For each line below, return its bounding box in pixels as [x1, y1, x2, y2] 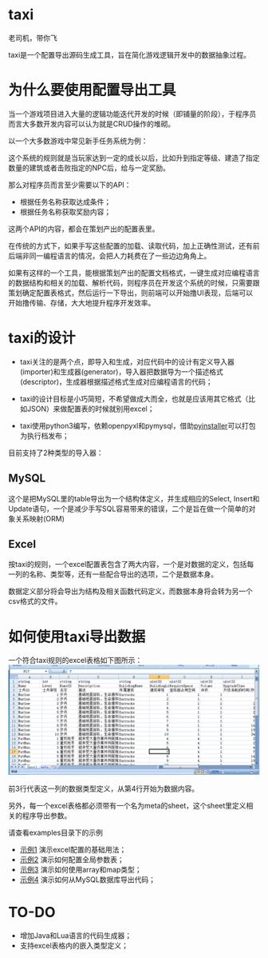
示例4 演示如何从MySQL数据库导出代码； [19, 874, 156, 884]
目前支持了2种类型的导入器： [8, 448, 104, 457]
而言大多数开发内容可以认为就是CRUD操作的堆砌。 [8, 118, 175, 129]
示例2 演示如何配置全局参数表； [19, 854, 125, 864]
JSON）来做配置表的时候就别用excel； [26, 404, 155, 413]
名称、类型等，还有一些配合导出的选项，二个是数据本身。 [29, 569, 218, 579]
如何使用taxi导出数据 [8, 628, 146, 645]
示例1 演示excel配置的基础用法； [19, 844, 127, 854]
